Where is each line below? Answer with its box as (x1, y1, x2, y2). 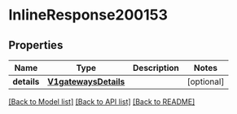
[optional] (187, 76, 225, 87)
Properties (8, 38, 64, 52)
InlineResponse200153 (8, 6, 169, 24)
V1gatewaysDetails (47, 76, 125, 87)
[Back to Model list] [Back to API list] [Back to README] (8, 97, 195, 107)
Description (133, 63, 179, 73)
